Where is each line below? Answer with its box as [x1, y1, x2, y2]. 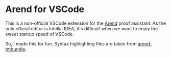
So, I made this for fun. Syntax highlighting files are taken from [5, 40, 137, 46]
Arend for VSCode [5, 4, 85, 15]
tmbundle [5, 46, 26, 52]
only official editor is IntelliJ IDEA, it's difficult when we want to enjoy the [5, 25, 158, 31]
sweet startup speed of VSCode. [5, 31, 74, 37]
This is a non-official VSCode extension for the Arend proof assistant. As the [5, 20, 166, 26]
